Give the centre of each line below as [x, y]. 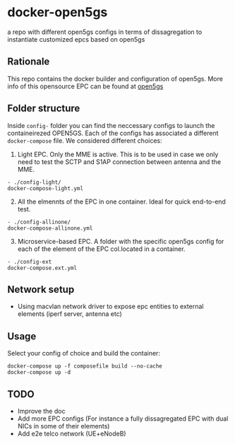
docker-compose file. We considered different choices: [85, 140]
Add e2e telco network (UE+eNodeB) [72, 433]
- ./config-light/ [34, 182]
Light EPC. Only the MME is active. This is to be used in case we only [118, 154]
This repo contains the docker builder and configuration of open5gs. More [115, 78]
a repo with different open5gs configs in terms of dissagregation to [105, 32]
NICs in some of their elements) [64, 426]
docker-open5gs [58, 12]
